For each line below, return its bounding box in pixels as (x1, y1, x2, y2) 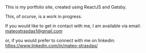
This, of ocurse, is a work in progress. (5, 14, 83, 19)
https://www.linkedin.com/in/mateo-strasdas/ (5, 43, 98, 48)
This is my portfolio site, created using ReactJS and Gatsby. (5, 4, 127, 10)
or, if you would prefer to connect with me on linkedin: (5, 37, 115, 43)
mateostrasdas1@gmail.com (5, 28, 63, 34)
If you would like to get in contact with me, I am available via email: (5, 23, 141, 29)
